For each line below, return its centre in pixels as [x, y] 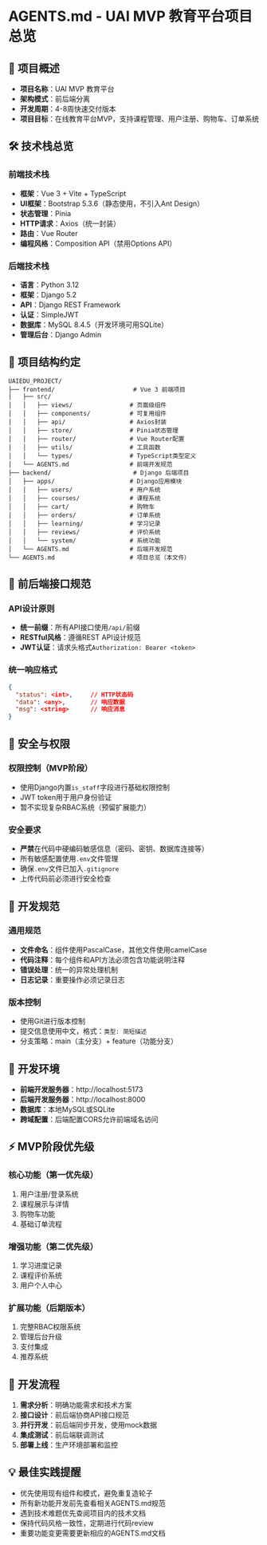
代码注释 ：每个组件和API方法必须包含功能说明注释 [102, 960]
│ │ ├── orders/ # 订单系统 [84, 515]
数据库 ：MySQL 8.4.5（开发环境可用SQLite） [94, 325]
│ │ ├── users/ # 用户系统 [84, 490]
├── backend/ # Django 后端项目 [99, 473]
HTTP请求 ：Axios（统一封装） [70, 223]
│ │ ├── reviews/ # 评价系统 [84, 532]
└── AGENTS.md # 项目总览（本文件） [99, 558]
